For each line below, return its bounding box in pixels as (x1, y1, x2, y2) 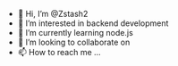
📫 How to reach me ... (17, 47, 101, 57)
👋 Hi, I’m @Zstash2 (17, 9, 89, 19)
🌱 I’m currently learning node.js (17, 28, 134, 37)
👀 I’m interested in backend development (17, 18, 169, 29)
